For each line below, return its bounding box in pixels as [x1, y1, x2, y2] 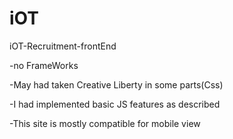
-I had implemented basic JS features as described [9, 98, 221, 110]
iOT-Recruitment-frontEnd [9, 40, 117, 52]
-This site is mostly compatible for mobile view [9, 117, 201, 129]
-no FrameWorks [9, 59, 79, 71]
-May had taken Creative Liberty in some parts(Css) [9, 78, 224, 91]
